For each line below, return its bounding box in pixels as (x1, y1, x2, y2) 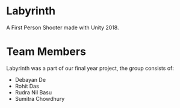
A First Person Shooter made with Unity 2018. (6, 24, 119, 31)
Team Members (6, 45, 86, 58)
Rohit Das (14, 82, 39, 90)
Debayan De (14, 76, 46, 83)
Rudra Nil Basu (14, 88, 52, 96)
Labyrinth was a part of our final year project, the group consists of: (6, 64, 175, 72)
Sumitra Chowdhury (14, 95, 65, 102)
